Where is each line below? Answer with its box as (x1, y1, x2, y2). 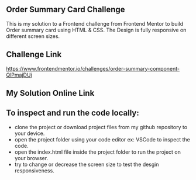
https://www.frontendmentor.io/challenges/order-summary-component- (6, 65, 180, 72)
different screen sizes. (6, 32, 60, 40)
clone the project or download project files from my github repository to (14, 123, 188, 130)
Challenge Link (6, 50, 62, 60)
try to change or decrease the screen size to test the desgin (14, 161, 159, 168)
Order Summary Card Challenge (6, 5, 125, 15)
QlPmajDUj (6, 71, 32, 78)
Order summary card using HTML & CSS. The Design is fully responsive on (6, 26, 187, 33)
